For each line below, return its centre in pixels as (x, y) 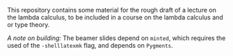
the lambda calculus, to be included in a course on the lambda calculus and (115, 17)
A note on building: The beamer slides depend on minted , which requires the (116, 38)
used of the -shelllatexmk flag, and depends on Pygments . (90, 45)
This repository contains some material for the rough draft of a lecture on (112, 10)
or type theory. (29, 25)
